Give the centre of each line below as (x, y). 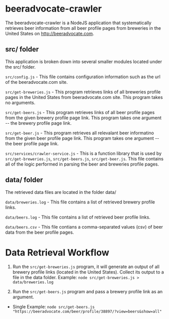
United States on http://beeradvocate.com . (50, 33)
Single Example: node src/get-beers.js (53, 306)
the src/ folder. (21, 67)
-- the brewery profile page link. (39, 123)
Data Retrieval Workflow (57, 252)
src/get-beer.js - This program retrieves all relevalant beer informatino (80, 133)
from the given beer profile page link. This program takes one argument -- (82, 138)
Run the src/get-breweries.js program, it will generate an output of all (86, 267)
